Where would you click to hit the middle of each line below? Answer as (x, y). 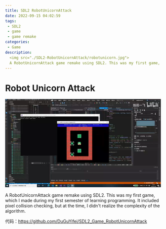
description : (19, 52)
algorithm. (16, 211)
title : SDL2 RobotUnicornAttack (38, 10)
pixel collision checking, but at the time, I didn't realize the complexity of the (83, 206)
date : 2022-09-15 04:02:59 (33, 16)
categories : (17, 42)
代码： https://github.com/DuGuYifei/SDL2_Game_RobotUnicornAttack (76, 221)
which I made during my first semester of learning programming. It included (82, 200)
